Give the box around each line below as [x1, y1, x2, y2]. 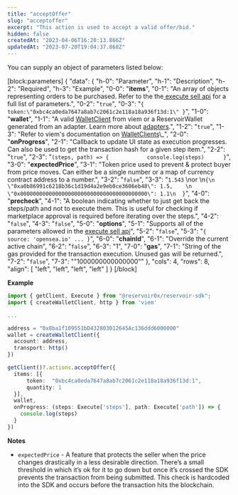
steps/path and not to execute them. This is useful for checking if [7, 204, 199, 212]
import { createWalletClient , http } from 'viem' [7, 298, 158, 306]
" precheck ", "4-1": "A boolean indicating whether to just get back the [7, 197, 210, 205]
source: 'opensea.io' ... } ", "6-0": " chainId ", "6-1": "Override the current [7, 234, 229, 243]
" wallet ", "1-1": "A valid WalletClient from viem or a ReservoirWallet [7, 115, 203, 123]
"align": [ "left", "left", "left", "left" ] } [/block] [7, 265, 137, 273]
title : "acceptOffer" [7, 10, 72, 18]
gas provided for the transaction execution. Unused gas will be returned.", [7, 250, 224, 258]
